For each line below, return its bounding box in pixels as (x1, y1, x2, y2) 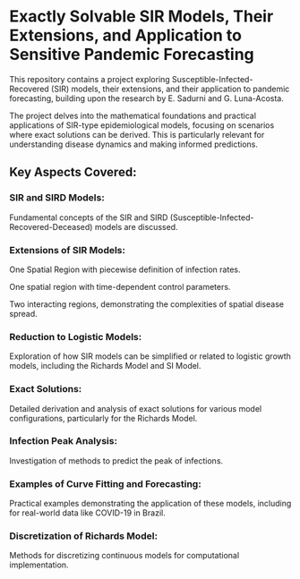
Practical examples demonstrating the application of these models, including (9, 498, 292, 509)
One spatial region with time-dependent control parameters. (9, 281, 231, 292)
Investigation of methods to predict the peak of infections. (9, 455, 224, 466)
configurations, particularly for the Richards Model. (9, 413, 198, 423)
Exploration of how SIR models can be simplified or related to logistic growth (9, 351, 291, 362)
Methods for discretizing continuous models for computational (9, 550, 240, 561)
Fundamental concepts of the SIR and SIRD (9, 212, 168, 223)
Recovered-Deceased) (9, 221, 93, 232)
